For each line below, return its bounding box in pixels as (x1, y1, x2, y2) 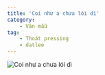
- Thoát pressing (19, 35, 69, 42)
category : (7, 16, 36, 23)
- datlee (19, 42, 45, 48)
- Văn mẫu (19, 22, 48, 29)
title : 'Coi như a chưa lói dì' (7, 10, 100, 17)
